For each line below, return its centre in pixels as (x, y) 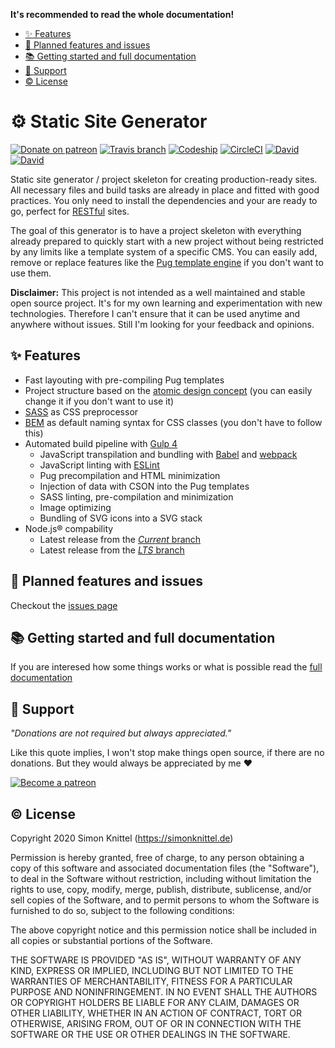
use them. (31, 273)
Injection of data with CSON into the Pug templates (144, 486)
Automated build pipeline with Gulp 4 (101, 443)
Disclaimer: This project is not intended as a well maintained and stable (158, 292)
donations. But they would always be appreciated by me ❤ (131, 763)
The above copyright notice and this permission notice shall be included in (163, 930)
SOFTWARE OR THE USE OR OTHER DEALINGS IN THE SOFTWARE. (150, 1034)
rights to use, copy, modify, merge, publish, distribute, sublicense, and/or (161, 889)
